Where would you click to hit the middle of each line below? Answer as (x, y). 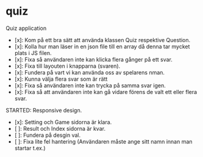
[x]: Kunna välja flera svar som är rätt (61, 79)
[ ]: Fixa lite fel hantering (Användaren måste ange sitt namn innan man (103, 141)
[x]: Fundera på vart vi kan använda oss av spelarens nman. (90, 72)
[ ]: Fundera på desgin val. (47, 135)
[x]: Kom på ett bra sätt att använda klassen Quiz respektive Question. (102, 40)
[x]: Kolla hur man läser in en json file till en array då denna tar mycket (102, 46)
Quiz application (26, 28)
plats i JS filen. (33, 53)
